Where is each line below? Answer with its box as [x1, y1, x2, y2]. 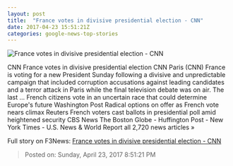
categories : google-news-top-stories [7, 30, 119, 37]
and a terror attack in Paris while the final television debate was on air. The [7, 85, 225, 94]
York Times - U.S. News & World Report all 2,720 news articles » [7, 123, 195, 131]
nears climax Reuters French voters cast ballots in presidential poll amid [7, 108, 217, 117]
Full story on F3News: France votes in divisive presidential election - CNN [7, 137, 222, 146]
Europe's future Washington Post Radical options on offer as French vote [7, 100, 219, 109]
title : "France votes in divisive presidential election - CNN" [7, 17, 203, 24]
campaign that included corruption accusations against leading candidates [7, 78, 225, 87]
